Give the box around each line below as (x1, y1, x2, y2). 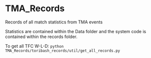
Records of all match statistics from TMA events (5, 19, 103, 25)
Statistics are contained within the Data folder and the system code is (5, 28, 147, 34)
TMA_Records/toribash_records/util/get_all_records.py (5, 48, 120, 53)
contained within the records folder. (5, 34, 78, 39)
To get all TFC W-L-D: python (5, 43, 64, 49)
